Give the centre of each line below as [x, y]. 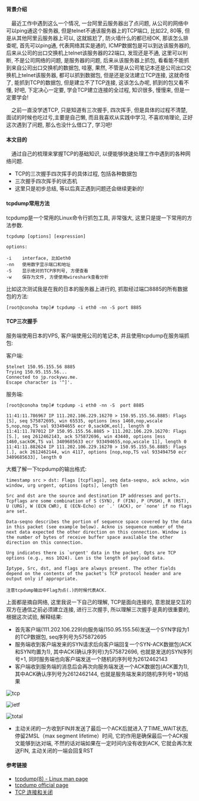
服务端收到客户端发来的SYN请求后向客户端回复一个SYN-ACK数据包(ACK [103, 644]
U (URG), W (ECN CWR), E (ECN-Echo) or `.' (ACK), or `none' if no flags [99, 506]
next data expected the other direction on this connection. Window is [96, 532]
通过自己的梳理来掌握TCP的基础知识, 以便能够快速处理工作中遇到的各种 [98, 154]
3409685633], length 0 [34, 457]
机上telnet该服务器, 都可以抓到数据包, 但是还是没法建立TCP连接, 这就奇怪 [100, 75]
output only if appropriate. [42, 579]
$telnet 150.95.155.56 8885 [41, 367]
